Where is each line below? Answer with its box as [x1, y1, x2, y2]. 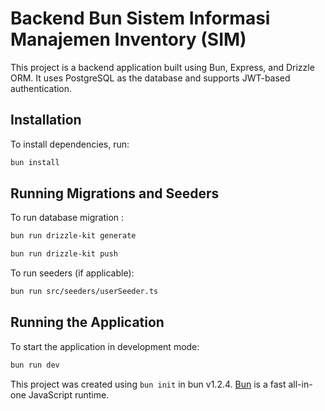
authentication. [10, 82, 73, 94]
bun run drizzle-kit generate [10, 231, 137, 241]
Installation [10, 112, 82, 129]
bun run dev [10, 360, 60, 370]
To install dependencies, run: [10, 138, 130, 150]
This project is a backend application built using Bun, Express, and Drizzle [10, 61, 315, 73]
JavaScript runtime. [28, 388, 110, 401]
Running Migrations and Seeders [10, 185, 220, 202]
